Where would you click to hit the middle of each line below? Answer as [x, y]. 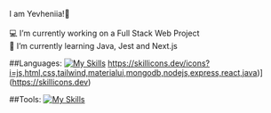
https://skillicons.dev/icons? [159, 63]
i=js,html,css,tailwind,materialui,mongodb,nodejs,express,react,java [133, 73]
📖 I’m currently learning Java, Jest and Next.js [93, 46]
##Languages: [36, 63]
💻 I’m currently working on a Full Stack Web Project [104, 33]
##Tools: [25, 99]
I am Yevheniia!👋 [40, 14]
